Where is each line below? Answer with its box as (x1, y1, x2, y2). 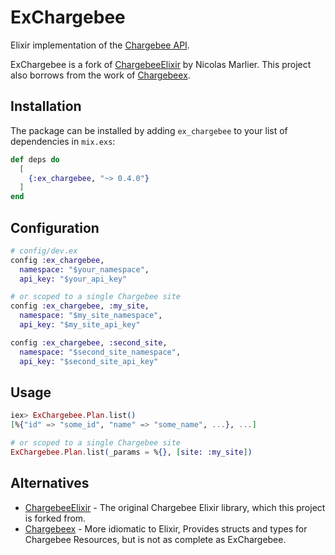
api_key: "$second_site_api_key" (19, 356, 159, 366)
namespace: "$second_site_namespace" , (19, 347, 182, 357)
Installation (10, 98, 82, 115)
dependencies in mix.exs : (10, 135, 116, 147)
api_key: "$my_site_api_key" (19, 320, 141, 330)
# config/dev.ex (10, 246, 78, 256)
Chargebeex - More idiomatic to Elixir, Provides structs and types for (24, 522, 308, 535)
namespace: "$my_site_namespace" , (19, 311, 163, 321)
